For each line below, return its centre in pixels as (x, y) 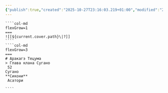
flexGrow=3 (16, 50)
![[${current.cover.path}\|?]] (38, 36)
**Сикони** (16, 76)
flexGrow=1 (16, 28)
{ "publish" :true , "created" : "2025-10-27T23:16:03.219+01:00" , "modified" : (82, 10)
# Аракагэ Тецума (23, 58)
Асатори (15, 80)
